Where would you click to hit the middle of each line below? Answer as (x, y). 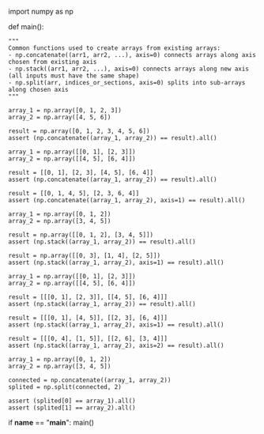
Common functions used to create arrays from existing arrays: (115, 48)
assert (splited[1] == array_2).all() (72, 408)
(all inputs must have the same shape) (74, 76)
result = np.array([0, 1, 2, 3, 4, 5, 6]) (79, 131)
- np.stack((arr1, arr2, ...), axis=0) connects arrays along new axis (128, 69)
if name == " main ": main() (51, 423)
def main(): (26, 26)
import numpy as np (41, 11)
